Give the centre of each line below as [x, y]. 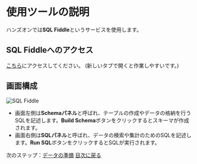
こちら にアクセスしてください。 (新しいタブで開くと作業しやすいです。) [93, 65]
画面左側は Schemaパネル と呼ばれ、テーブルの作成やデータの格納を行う [103, 112]
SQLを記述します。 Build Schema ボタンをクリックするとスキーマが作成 [102, 120]
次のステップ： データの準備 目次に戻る [54, 155]
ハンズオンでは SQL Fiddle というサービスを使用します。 [74, 30]
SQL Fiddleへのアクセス [50, 50]
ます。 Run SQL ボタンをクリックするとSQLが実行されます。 [87, 142]
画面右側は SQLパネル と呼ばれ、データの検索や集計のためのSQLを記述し [103, 135]
